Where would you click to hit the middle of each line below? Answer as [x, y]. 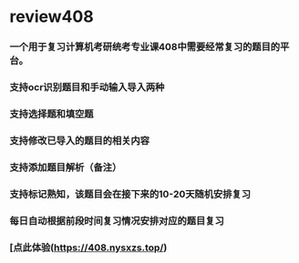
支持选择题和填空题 [52, 114]
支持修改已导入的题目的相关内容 [80, 140]
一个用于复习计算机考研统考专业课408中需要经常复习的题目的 [145, 47]
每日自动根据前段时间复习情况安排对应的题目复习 [117, 220]
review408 [52, 17]
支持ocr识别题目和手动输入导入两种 [87, 87]
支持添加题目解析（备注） [66, 167]
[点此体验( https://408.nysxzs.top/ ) [88, 248]
